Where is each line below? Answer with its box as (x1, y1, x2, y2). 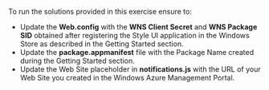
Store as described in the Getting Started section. (19, 39, 184, 49)
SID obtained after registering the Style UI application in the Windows (19, 31, 251, 40)
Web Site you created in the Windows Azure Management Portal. (19, 73, 235, 82)
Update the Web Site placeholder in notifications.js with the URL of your (19, 65, 261, 74)
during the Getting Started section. (19, 56, 135, 65)
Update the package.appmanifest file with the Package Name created (19, 48, 255, 57)
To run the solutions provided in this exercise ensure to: (8, 7, 193, 16)
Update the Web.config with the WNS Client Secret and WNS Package (19, 22, 258, 31)
